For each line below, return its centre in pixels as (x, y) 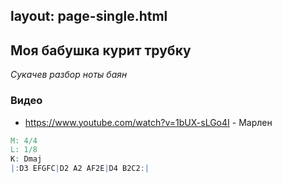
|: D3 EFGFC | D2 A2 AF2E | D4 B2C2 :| (80, 169)
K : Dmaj (26, 159)
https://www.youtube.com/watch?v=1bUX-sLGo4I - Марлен (148, 122)
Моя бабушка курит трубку (101, 50)
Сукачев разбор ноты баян (69, 75)
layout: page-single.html (89, 16)
